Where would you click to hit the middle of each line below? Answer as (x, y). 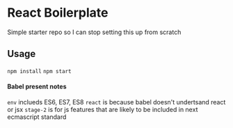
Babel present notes (37, 87)
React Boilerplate (58, 13)
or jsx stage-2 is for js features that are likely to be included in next (103, 109)
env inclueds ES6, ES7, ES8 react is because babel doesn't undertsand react (116, 102)
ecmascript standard (37, 117)
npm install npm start (39, 71)
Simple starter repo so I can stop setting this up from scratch (94, 32)
